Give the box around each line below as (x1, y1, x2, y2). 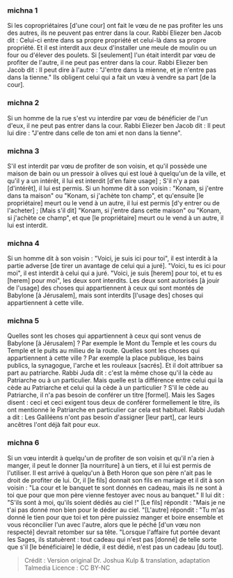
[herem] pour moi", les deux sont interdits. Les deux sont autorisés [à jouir (7, 276, 220, 285)
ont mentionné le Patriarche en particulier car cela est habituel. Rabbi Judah (7, 406, 225, 414)
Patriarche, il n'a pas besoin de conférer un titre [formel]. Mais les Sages (7, 391, 216, 399)
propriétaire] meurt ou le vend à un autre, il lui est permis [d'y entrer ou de (7, 198, 220, 207)
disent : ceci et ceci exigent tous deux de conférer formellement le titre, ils (7, 398, 220, 407)
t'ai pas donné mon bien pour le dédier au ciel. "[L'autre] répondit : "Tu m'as (7, 506, 225, 514)
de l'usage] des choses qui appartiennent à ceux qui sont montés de (7, 284, 204, 292)
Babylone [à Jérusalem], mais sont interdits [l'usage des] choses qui (7, 291, 204, 299)
